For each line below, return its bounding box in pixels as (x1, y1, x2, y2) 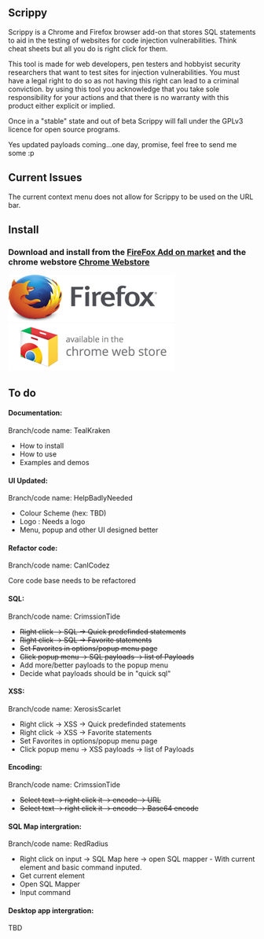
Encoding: (8, 763, 42, 772)
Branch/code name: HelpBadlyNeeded (8, 494, 134, 503)
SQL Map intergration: (8, 822, 82, 831)
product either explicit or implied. (8, 101, 115, 110)
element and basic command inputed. (19, 863, 142, 872)
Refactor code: (8, 543, 58, 553)
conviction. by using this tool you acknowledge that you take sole (8, 84, 220, 94)
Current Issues (8, 171, 82, 184)
